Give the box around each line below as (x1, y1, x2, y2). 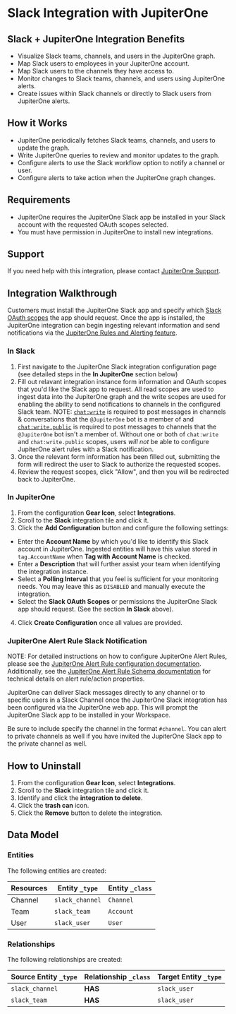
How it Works (7, 117, 68, 129)
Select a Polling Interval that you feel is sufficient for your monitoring (17, 574, 219, 583)
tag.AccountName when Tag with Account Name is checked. (17, 552, 192, 561)
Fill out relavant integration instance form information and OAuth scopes (17, 377, 227, 386)
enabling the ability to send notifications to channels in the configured (17, 400, 221, 408)
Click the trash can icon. (17, 801, 89, 809)
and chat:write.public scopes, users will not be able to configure (17, 437, 209, 446)
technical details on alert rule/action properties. (7, 674, 145, 683)
